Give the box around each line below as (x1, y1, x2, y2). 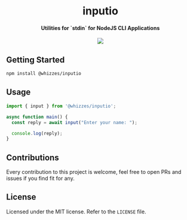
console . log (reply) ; (11, 130, 63, 136)
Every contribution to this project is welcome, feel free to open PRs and (6, 168, 182, 176)
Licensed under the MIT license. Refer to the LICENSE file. (6, 208, 146, 215)
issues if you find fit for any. (6, 175, 75, 182)
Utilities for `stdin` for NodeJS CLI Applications (41, 24, 160, 31)
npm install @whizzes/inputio (6, 71, 82, 77)
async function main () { (6, 114, 68, 120)
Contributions (6, 152, 59, 162)
